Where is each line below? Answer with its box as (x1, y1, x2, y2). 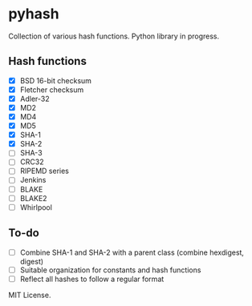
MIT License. (8, 290, 51, 300)
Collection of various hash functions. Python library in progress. (8, 31, 220, 41)
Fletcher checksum (19, 85, 84, 95)
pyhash (8, 5, 59, 23)
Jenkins (19, 175, 47, 185)
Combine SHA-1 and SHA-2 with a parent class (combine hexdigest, (19, 248, 245, 257)
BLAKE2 (19, 193, 47, 203)
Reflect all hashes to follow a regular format (19, 274, 165, 284)
